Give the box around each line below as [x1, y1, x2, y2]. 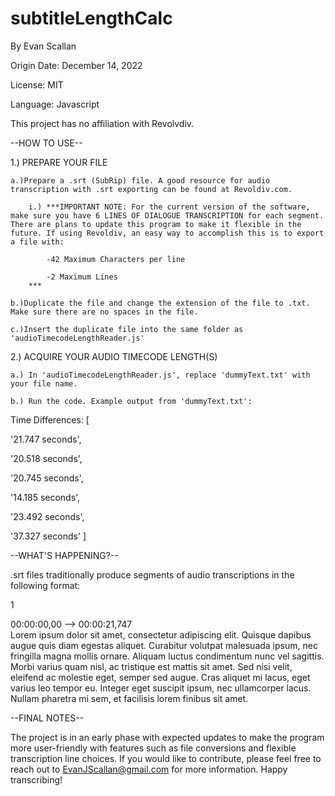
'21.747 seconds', [10, 433, 82, 445]
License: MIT [10, 78, 64, 91]
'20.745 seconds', [10, 472, 84, 484]
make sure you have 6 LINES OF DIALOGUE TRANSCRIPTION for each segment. [10, 210, 325, 221]
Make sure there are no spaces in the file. [10, 307, 199, 317]
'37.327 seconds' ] [10, 530, 87, 542]
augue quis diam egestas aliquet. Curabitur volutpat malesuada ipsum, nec [10, 639, 318, 651]
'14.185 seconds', [10, 491, 81, 503]
